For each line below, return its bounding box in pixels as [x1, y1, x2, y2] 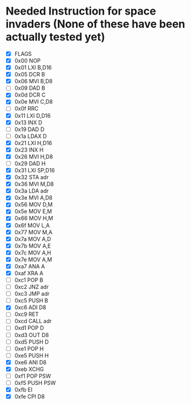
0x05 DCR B [14, 71, 45, 78]
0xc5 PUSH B [14, 297, 49, 304]
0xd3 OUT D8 [14, 331, 49, 338]
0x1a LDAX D [14, 132, 47, 140]
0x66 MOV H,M [14, 214, 54, 222]
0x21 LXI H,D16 [14, 139, 53, 146]
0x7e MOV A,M [14, 256, 53, 263]
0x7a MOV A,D [14, 235, 51, 242]
